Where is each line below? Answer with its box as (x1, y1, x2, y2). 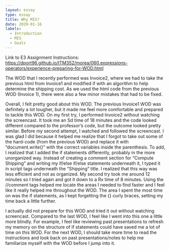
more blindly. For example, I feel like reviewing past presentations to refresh (5, 219, 164, 225)
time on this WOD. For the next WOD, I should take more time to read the (5, 229, 157, 235)
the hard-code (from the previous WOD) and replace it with (5, 138, 129, 145)
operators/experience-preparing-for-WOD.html (5, 65, 104, 71)
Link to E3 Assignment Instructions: (5, 54, 80, 60)
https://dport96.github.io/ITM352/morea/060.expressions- (5, 59, 128, 66)
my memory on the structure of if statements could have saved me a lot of (5, 224, 160, 230)
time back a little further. (5, 198, 57, 204)
